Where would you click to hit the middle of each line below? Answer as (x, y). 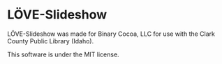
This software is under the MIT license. (64, 54)
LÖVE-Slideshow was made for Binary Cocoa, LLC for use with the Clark (111, 34)
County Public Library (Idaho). (51, 41)
